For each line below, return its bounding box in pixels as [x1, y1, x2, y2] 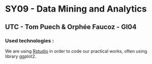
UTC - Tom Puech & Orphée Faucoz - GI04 [5, 23, 137, 31]
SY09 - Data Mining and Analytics [5, 3, 147, 15]
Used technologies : [5, 37, 54, 44]
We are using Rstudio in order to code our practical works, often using [5, 48, 148, 54]
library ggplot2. [5, 53, 36, 59]
